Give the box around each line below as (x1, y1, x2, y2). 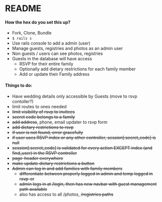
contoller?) (12, 98, 34, 104)
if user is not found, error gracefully (12, 129, 83, 135)
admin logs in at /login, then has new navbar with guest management (19, 181, 157, 187)
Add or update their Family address (19, 71, 90, 77)
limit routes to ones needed (12, 103, 67, 109)
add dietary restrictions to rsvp (12, 124, 74, 130)
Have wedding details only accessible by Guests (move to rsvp (12, 93, 137, 99)
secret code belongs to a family (12, 114, 75, 119)
